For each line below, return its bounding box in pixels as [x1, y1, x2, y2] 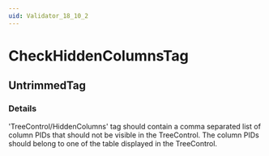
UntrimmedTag [8, 78, 87, 93]
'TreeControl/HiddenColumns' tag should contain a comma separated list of [8, 121, 262, 131]
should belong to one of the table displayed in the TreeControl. [8, 138, 217, 148]
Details [8, 103, 37, 114]
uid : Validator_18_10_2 [8, 11, 89, 20]
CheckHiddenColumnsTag [8, 46, 189, 65]
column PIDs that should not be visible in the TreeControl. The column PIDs [8, 130, 259, 140]
